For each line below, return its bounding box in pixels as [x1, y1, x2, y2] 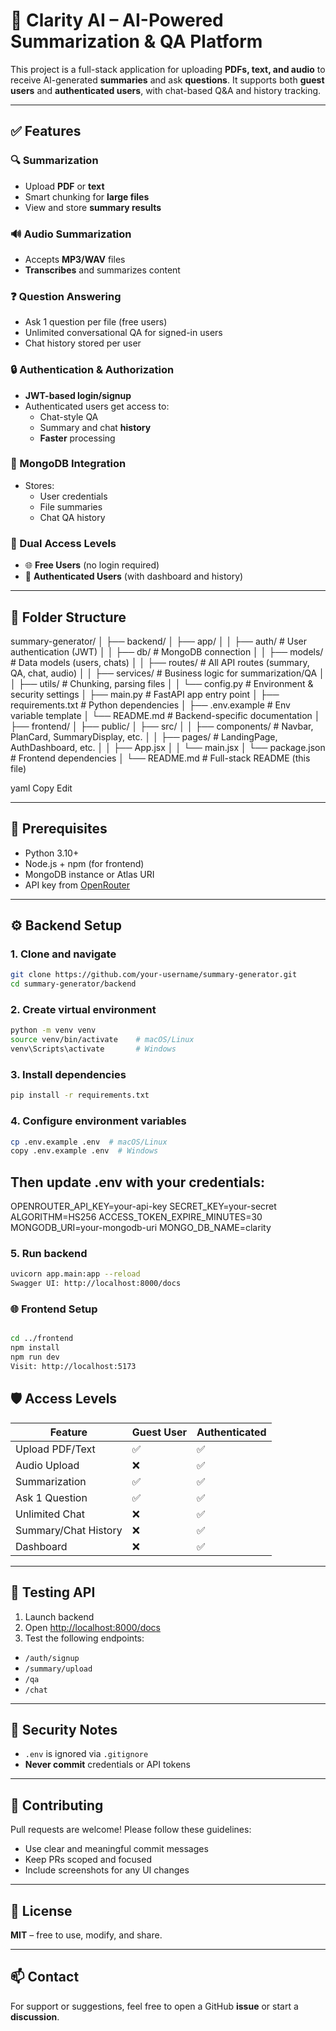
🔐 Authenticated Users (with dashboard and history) [24, 570, 244, 583]
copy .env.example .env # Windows [10, 1146, 159, 1156]
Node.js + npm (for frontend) [24, 857, 145, 869]
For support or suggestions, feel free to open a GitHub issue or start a [10, 2000, 299, 2012]
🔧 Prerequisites [10, 820, 108, 838]
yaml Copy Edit [10, 782, 73, 794]
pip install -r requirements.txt [10, 1090, 150, 1101]
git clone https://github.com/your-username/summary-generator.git [10, 970, 298, 980]
